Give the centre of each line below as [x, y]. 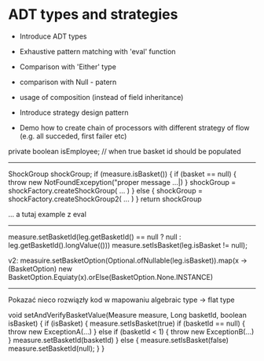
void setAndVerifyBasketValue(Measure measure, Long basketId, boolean [128, 315]
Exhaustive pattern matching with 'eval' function [97, 51]
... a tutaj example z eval [47, 214]
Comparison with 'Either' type [68, 66]
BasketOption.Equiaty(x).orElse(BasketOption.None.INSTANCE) [111, 277]
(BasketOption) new [40, 268]
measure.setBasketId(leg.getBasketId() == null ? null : [95, 237]
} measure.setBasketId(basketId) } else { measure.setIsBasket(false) [119, 340]
